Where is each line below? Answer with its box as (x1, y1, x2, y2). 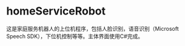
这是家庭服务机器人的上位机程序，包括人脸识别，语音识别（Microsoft (6, 25, 179, 32)
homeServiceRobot (6, 4, 106, 18)
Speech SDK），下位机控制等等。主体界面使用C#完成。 (6, 32, 144, 40)
